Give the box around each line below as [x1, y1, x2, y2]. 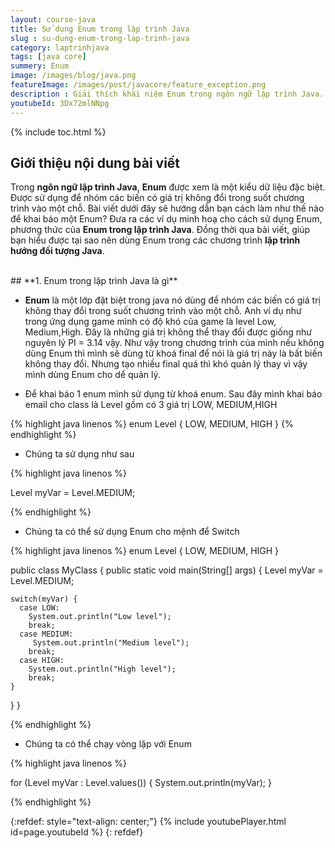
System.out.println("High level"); [28, 664, 177, 675]
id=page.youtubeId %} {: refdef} [10, 826, 144, 838]
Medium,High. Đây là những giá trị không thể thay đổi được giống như [24, 326, 312, 338]
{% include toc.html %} [10, 126, 107, 138]
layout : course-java [10, 14, 97, 25]
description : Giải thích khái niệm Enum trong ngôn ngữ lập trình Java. [10, 89, 325, 99]
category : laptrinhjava [10, 42, 110, 53]
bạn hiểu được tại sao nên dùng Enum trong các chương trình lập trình [10, 234, 301, 246]
